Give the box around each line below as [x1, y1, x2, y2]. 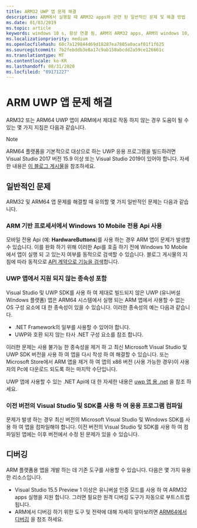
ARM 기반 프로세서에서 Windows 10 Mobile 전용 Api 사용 [6, 221, 162, 230]
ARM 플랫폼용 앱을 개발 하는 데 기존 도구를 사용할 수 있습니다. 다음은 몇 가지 [6, 466, 181, 473]
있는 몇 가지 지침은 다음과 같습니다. [6, 124, 86, 131]
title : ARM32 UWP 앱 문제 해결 [6, 8, 76, 15]
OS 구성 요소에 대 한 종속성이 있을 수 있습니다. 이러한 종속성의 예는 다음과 [6, 304, 175, 311]
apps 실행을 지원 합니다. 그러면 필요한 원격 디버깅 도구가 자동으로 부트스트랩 [14, 493, 190, 500]
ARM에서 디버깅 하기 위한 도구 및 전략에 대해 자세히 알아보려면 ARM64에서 [14, 508, 187, 515]
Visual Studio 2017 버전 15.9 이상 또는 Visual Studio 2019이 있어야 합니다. [6, 155, 179, 162]
